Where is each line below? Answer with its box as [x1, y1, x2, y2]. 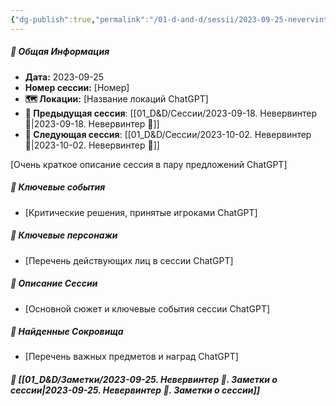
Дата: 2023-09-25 [24, 71, 105, 83]
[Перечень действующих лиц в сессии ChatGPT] [24, 254, 234, 266]
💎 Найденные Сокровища [10, 326, 124, 338]
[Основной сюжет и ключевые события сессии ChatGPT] [24, 302, 271, 315]
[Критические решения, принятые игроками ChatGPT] [24, 206, 258, 218]
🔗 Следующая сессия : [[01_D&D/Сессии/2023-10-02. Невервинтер [24, 128, 312, 140]
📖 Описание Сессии [10, 277, 98, 290]
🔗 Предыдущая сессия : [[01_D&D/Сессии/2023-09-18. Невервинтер [24, 107, 317, 119]
